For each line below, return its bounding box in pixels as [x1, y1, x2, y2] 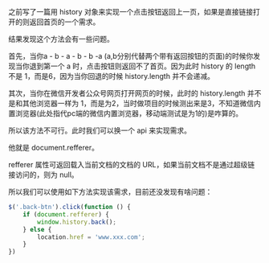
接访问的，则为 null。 [8, 170, 79, 179]
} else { [22, 225, 52, 233]
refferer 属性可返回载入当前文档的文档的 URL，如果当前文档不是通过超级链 [8, 160, 255, 169]
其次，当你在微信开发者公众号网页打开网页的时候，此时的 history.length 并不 [8, 88, 262, 98]
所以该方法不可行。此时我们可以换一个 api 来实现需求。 [8, 125, 191, 135]
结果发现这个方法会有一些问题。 [8, 35, 114, 43]
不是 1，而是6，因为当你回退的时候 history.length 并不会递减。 [8, 72, 215, 80]
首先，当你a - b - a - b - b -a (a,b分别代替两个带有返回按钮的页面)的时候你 [8, 51, 254, 60]
